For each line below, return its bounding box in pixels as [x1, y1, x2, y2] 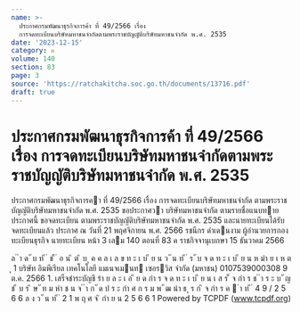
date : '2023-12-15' [11, 37, 84, 47]
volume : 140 [11, 54, 55, 63]
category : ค [11, 46, 55, 55]
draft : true [11, 87, 55, 96]
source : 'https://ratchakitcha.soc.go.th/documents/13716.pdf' [11, 79, 251, 88]
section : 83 [11, 63, 55, 72]
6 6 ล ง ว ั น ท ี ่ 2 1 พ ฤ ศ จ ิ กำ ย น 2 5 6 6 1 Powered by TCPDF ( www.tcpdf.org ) [11, 293, 291, 304]
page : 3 [11, 71, 40, 80]
